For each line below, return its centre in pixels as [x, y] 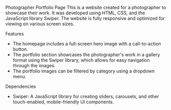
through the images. [34, 66]
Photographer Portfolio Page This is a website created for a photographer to [86, 7]
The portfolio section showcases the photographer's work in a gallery [86, 54]
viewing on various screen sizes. [40, 24]
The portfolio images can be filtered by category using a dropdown [84, 71]
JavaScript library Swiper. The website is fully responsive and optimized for [85, 18]
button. [20, 49]
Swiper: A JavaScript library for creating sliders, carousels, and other [86, 96]
